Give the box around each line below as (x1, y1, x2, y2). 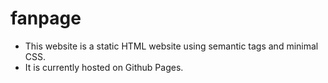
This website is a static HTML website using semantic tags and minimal (24, 40, 319, 52)
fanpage (10, 7, 82, 30)
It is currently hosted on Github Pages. (24, 61, 184, 73)
